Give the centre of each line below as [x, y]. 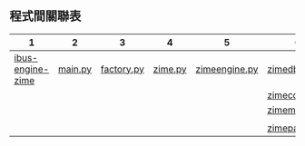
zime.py [170, 69]
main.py [75, 69]
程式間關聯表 [45, 16]
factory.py [123, 69]
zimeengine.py [227, 69]
